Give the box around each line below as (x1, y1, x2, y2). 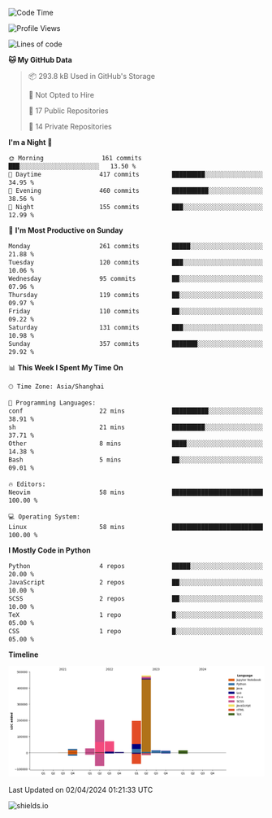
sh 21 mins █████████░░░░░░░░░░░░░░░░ (8, 423, 264, 431)
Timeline (8, 650, 39, 659)
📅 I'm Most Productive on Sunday (8, 225, 123, 235)
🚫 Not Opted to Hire (28, 90, 95, 99)
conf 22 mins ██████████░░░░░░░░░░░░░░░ (8, 407, 264, 415)
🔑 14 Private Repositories (28, 122, 112, 131)
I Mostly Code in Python (8, 545, 91, 555)
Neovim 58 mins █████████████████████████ (8, 488, 264, 496)
